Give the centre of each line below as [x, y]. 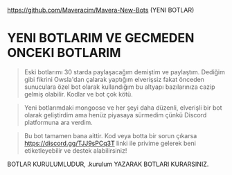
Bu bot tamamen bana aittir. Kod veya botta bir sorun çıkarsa [110, 135]
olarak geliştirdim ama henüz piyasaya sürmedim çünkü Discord [115, 115]
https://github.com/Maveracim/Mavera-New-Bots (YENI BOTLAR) [101, 10]
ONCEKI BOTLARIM [64, 53]
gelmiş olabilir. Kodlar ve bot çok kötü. [78, 94]
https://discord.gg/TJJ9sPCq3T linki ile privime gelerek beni [110, 143]
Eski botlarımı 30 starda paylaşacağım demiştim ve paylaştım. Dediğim [124, 72]
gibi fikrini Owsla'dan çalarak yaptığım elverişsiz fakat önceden [114, 79]
